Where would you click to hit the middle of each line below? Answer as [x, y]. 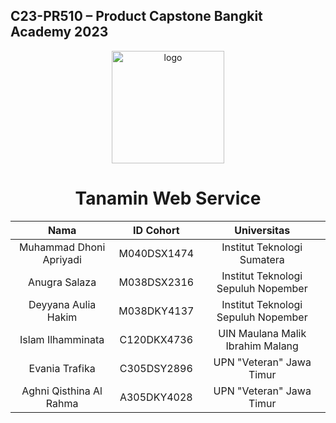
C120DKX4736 [156, 339]
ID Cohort [156, 230]
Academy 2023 [59, 32]
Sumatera [262, 259]
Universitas [262, 230]
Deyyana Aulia [62, 304]
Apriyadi [62, 259]
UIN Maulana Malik [262, 333]
